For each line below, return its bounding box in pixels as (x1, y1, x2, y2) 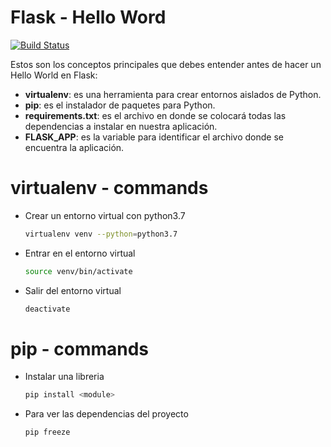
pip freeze (24, 427, 71, 438)
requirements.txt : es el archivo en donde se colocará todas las (24, 109, 287, 121)
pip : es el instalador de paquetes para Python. (24, 99, 216, 111)
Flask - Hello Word (10, 6, 167, 29)
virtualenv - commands (10, 177, 209, 200)
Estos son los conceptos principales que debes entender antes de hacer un (10, 58, 322, 70)
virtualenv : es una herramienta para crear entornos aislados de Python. (24, 88, 322, 100)
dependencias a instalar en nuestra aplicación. (24, 120, 218, 132)
